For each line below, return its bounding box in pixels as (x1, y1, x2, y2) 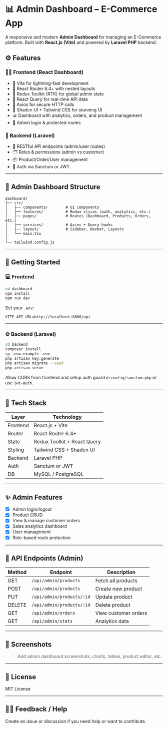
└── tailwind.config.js (5, 240, 55, 245)
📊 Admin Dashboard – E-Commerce (5, 3, 157, 15)
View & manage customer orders (12, 518, 80, 524)
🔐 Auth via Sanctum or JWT (12, 163, 70, 169)
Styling (7, 446, 24, 453)
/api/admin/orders (31, 610, 75, 616)
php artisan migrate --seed (5, 360, 64, 366)
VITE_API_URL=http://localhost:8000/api (5, 315, 91, 320)
